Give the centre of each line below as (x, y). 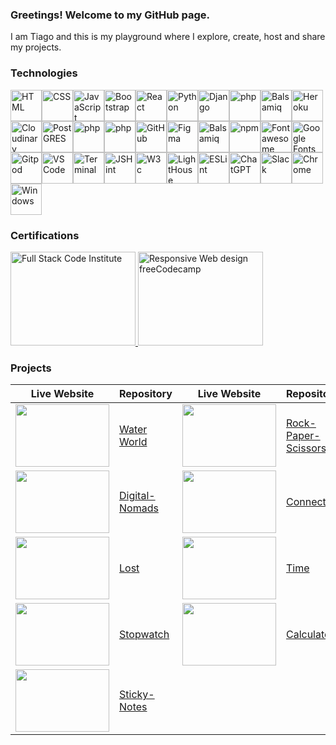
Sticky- (137, 695)
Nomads (139, 508)
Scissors (306, 448)
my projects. (36, 47)
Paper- (303, 436)
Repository (146, 394)
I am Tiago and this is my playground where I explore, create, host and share (168, 37)
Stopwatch (144, 635)
